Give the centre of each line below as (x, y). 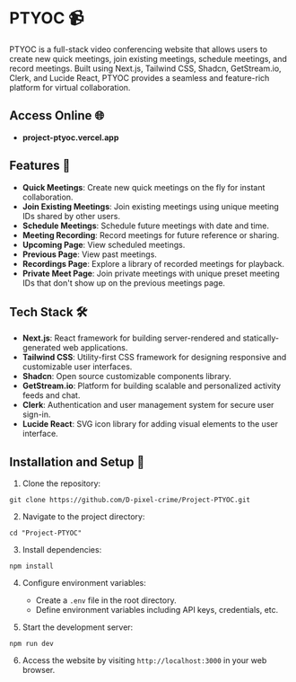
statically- (261, 338)
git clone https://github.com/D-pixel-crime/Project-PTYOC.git (130, 500)
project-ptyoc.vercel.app (70, 137)
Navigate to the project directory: (83, 517)
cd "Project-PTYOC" (46, 533)
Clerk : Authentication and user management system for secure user (148, 405)
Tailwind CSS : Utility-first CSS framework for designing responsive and (154, 358)
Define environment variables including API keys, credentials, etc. (157, 610)
